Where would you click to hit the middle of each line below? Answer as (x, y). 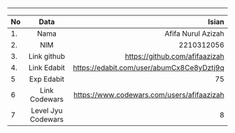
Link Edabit (47, 68)
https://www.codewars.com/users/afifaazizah (149, 95)
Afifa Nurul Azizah (194, 34)
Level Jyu (47, 111)
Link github (47, 56)
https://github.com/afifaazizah (175, 56)
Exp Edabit (47, 79)
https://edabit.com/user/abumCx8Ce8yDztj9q (149, 68)
